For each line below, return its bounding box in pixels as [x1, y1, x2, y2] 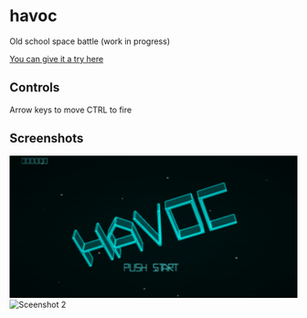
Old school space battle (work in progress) [9, 36, 171, 47]
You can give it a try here [9, 53, 104, 64]
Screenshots [9, 131, 84, 146]
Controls [9, 79, 60, 96]
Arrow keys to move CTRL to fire [9, 104, 132, 115]
